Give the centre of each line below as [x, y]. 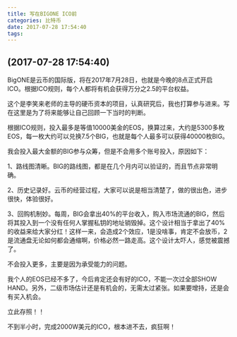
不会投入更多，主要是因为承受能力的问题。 [69, 264]
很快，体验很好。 [32, 199]
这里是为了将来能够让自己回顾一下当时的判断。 [81, 113]
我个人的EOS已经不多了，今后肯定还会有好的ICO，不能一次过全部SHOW [112, 279]
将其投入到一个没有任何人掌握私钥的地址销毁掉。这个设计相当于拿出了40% [116, 223]
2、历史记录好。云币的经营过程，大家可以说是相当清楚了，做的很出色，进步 [117, 190]
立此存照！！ [26, 312]
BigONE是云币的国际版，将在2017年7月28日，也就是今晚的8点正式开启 [110, 80]
